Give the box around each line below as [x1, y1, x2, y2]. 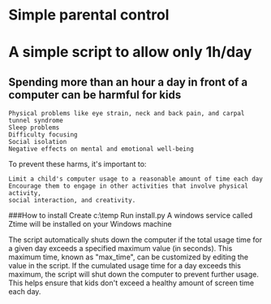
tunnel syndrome [8, 116, 63, 125]
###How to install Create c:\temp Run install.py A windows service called [8, 211, 253, 220]
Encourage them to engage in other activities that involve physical [8, 182, 249, 190]
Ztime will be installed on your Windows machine [8, 219, 172, 229]
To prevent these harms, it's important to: [8, 159, 147, 169]
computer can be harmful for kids [8, 88, 182, 102]
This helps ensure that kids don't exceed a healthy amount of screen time [8, 278, 254, 288]
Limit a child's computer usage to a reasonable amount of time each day [8, 175, 264, 184]
